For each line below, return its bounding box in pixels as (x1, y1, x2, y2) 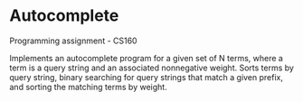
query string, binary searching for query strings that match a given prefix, (9, 71, 283, 82)
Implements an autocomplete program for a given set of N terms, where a (9, 52, 283, 63)
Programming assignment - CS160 (9, 35, 137, 46)
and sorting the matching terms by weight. (9, 81, 167, 92)
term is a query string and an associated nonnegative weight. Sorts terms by (9, 62, 294, 73)
